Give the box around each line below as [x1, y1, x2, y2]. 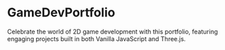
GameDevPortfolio [7, 5, 116, 21]
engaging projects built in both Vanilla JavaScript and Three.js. [7, 34, 186, 42]
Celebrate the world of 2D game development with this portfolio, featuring [7, 27, 218, 36]
